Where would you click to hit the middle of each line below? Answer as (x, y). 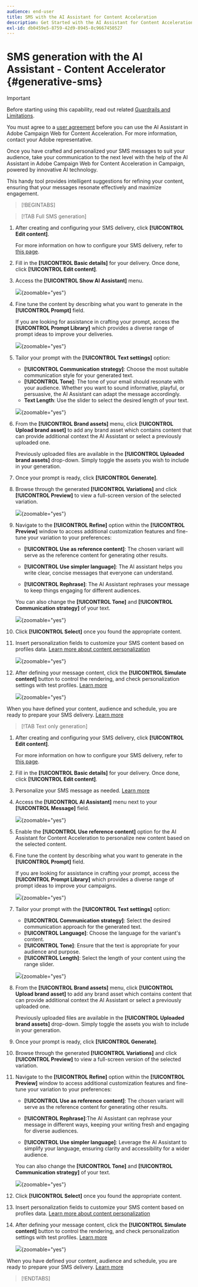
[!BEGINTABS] (38, 205)
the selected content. (41, 844)
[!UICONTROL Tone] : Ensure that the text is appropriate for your (102, 946)
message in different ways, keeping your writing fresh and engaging (107, 1125)
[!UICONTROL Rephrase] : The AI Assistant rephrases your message (107, 584)
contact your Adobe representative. (50, 140)
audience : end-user (31, 11)
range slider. (39, 965)
